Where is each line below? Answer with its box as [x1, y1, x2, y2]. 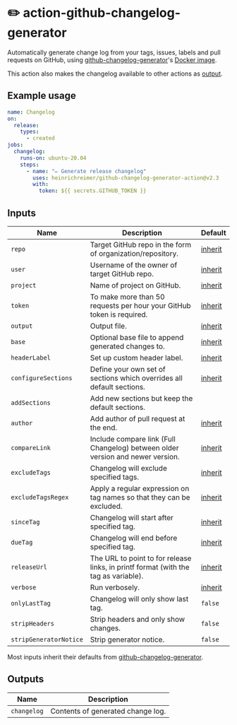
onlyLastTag [11, 599, 51, 607]
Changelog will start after [90, 512, 174, 522]
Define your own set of [90, 364, 166, 374]
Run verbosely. [90, 582, 140, 592]
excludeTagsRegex [11, 493, 69, 501]
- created [25, 135, 55, 142]
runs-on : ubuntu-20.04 [20, 154, 87, 162]
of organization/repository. [90, 248, 178, 258]
